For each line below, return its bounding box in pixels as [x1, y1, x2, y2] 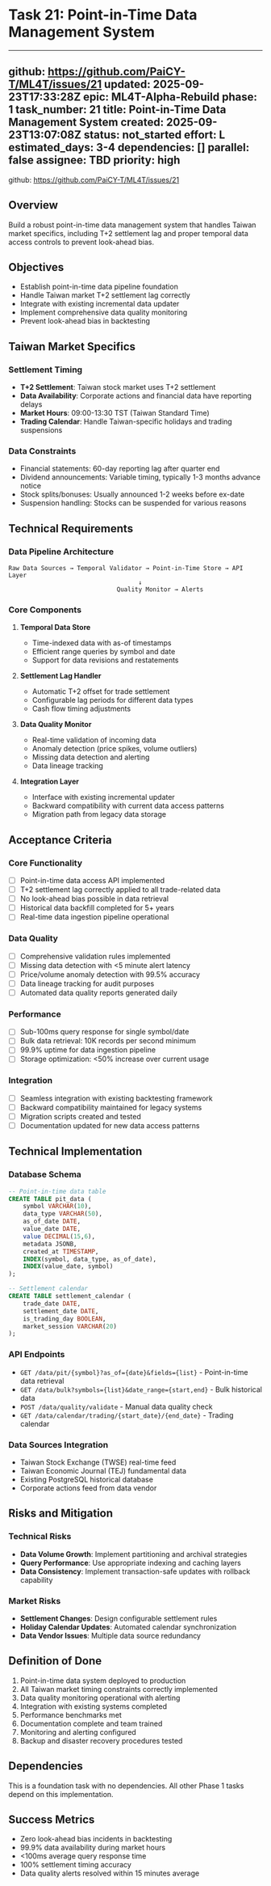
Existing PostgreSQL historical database [19, 1474, 153, 1484]
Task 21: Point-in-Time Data [8, 6, 198, 24]
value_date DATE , [23, 1225, 81, 1233]
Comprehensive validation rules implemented [19, 951, 171, 961]
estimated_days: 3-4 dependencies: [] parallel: [8, 141, 250, 154]
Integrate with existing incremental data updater [19, 299, 180, 309]
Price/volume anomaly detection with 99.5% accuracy [19, 969, 200, 979]
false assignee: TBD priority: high [8, 154, 181, 167]
